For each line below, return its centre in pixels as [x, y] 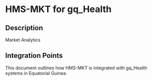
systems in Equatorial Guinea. [36, 73]
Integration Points [34, 56]
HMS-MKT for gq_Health [59, 9]
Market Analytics [23, 40]
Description [24, 28]
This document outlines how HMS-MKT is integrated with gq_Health [77, 68]
